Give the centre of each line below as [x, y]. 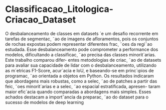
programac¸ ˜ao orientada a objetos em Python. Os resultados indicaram [80, 76]
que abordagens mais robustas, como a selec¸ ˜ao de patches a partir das [81, 81]
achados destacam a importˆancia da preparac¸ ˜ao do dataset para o [77, 97]
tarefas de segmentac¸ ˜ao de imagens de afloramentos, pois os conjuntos [82, 39]
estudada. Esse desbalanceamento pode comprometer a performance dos [82, 49]
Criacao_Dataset [41, 20]
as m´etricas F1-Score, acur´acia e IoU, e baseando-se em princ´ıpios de [80, 70]
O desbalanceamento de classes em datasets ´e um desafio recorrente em [82, 33]
